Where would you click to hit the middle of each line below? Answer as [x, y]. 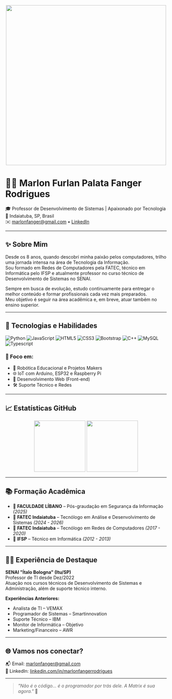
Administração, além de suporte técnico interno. [56, 588]
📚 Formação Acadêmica [45, 492]
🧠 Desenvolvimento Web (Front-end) [51, 379]
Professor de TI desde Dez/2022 [40, 578]
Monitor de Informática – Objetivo [48, 625]
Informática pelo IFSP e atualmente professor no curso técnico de [75, 273]
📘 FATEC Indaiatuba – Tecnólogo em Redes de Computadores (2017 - [86, 528]
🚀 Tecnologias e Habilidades [51, 326]
